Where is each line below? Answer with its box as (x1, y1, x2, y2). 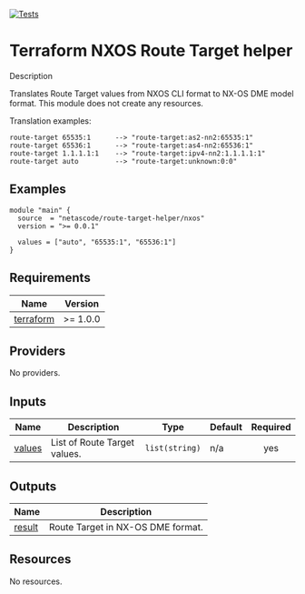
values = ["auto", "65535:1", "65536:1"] (17, 237, 177, 247)
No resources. (9, 576, 63, 587)
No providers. (9, 367, 61, 378)
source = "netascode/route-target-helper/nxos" (17, 214, 205, 223)
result (14, 521, 39, 533)
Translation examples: (9, 115, 93, 126)
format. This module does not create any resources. (9, 97, 204, 108)
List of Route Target (51, 437, 134, 449)
